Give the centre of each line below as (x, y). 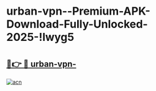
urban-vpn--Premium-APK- (78, 11)
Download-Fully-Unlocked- (77, 24)
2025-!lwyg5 (40, 37)
